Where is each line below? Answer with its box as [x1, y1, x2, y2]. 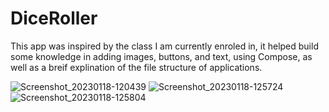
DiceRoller [10, 7, 98, 30]
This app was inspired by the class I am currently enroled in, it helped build [10, 40, 319, 52]
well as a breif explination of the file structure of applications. [10, 61, 263, 73]
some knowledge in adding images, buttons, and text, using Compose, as [10, 50, 313, 62]
